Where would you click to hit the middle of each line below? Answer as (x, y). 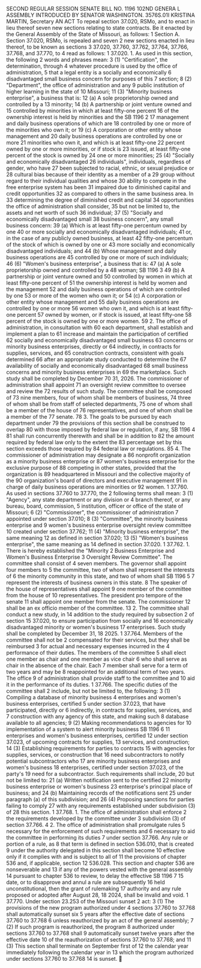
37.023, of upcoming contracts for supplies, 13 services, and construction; (98, 742)
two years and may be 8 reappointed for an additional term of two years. (96, 672)
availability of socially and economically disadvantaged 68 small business (97, 366)
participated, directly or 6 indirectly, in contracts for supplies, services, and (99, 710)
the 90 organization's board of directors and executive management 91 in (97, 480)
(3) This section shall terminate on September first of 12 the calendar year (97, 946)
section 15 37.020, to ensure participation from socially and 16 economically (100, 621)
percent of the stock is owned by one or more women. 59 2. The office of (97, 321)
